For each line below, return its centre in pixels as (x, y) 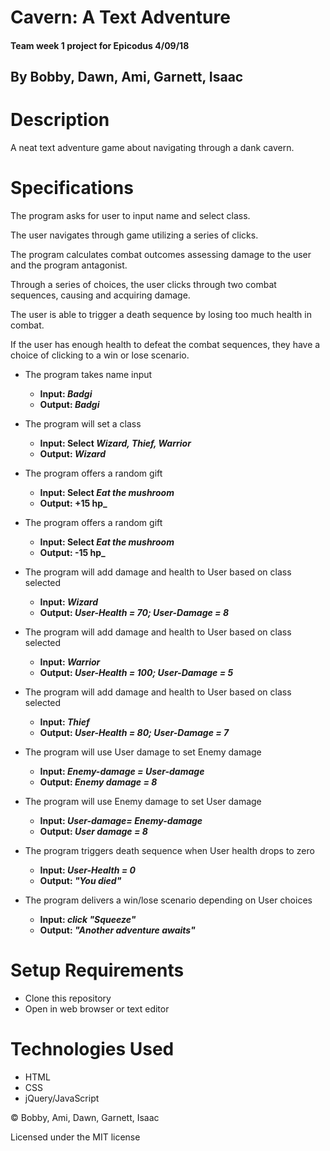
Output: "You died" (80, 881)
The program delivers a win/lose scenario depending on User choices (168, 900)
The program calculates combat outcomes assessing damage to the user (161, 255)
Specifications (72, 188)
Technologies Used (92, 1049)
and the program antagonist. (69, 265)
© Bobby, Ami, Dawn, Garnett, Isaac (85, 1117)
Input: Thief (64, 722)
